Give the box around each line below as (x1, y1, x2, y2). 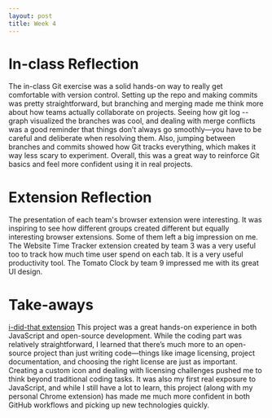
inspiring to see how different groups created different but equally (8, 223, 230, 233)
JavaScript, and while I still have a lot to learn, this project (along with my (8, 383, 253, 393)
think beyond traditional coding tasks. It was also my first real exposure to (8, 374, 257, 384)
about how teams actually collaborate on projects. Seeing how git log (8, 108, 240, 117)
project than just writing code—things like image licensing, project (33, 348, 255, 359)
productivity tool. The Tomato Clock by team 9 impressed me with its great (8, 258, 259, 268)
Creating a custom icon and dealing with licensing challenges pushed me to (8, 366, 262, 376)
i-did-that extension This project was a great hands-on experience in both (8, 323, 257, 332)
